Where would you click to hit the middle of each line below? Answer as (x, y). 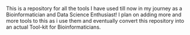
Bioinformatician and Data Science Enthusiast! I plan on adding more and (94, 15)
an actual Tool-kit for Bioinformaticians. (53, 27)
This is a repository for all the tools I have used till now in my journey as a (94, 8)
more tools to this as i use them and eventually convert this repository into (95, 21)
